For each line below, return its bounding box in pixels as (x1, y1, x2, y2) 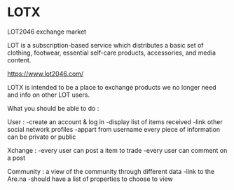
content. (7, 55, 32, 64)
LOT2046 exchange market (7, 27, 86, 36)
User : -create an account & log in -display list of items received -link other (7, 117, 223, 126)
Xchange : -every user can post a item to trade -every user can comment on (7, 146, 228, 154)
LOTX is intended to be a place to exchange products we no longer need (7, 83, 216, 91)
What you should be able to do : (7, 104, 99, 112)
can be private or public (7, 133, 76, 141)
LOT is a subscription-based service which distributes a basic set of (7, 41, 204, 49)
